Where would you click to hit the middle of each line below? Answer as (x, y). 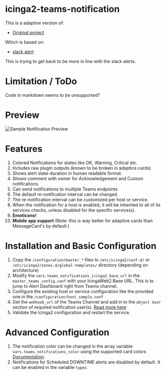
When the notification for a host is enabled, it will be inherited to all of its (86, 205)
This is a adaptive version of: (35, 23)
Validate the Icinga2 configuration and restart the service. (71, 312)
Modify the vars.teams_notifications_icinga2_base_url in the (76, 275)
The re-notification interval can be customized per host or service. (81, 199)
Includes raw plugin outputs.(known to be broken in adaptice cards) (82, 168)
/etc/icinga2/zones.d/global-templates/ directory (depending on (80, 265)
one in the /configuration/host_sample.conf (58, 297)
